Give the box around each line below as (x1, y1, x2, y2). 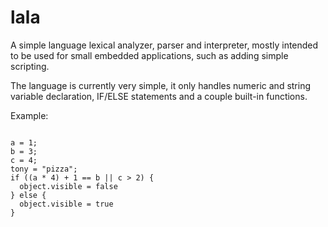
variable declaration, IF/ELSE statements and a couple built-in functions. (10, 90, 308, 102)
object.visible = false (19, 181, 118, 191)
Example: (10, 109, 49, 121)
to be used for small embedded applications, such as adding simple (10, 49, 289, 61)
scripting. (10, 60, 50, 72)
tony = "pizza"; (10, 164, 78, 174)
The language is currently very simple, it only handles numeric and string (10, 79, 312, 91)
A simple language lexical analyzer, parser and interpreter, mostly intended (10, 39, 319, 51)
